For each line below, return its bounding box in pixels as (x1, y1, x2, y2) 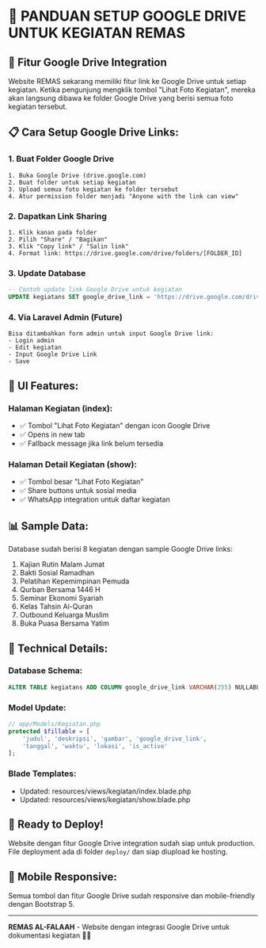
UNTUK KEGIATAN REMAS (8, 24, 186, 42)
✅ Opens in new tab (19, 430, 85, 439)
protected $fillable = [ (8, 727, 90, 736)
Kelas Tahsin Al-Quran (19, 602, 93, 611)
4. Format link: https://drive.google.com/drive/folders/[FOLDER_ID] (8, 249, 243, 257)
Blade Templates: (8, 768, 77, 779)
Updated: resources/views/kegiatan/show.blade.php (19, 794, 191, 804)
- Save (8, 357, 30, 365)
